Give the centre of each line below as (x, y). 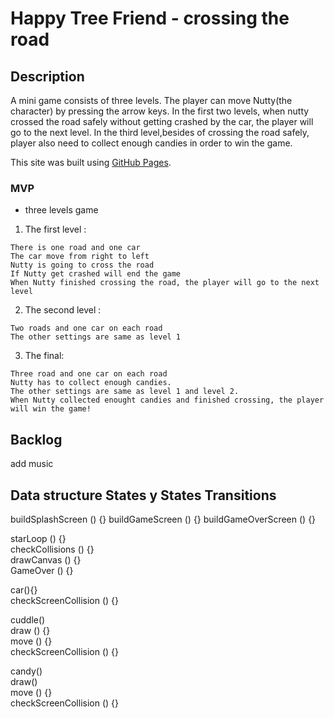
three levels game (61, 210)
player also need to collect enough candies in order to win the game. (151, 143)
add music (32, 464)
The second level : (63, 310)
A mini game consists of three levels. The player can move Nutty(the (151, 100)
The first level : (55, 229)
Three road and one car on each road (89, 374)
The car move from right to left (80, 257)
